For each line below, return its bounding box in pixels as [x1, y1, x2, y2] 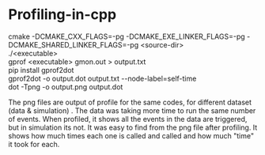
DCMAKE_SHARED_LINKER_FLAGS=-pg [8, 40, 139, 49]
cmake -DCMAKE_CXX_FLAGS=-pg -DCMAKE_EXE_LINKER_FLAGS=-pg [8, 32, 245, 41]
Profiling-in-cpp [8, 6, 117, 24]
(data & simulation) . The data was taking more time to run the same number [8, 105, 256, 115]
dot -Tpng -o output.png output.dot [8, 81, 123, 92]
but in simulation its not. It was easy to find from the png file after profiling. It [8, 123, 258, 132]
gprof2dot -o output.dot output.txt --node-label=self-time [8, 74, 197, 83]
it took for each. [8, 139, 60, 149]
